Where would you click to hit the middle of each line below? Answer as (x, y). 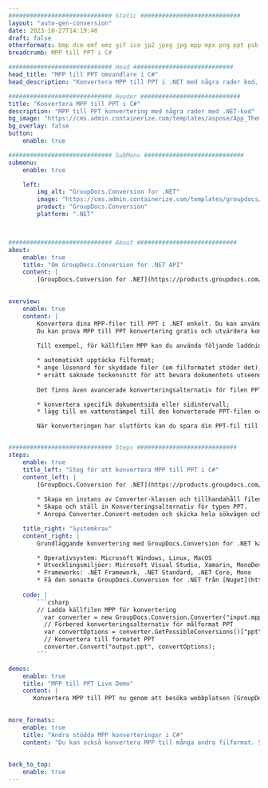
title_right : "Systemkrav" (67, 528)
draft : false (30, 38)
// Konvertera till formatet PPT (99, 640)
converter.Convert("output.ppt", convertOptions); (130, 647)
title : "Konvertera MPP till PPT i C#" (75, 104)
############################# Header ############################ (124, 97)
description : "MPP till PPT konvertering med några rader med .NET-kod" (132, 111)
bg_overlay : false (39, 126)
